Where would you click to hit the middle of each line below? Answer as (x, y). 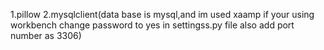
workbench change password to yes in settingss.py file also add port (152, 25)
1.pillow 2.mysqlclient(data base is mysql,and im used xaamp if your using (162, 14)
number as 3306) (46, 35)
